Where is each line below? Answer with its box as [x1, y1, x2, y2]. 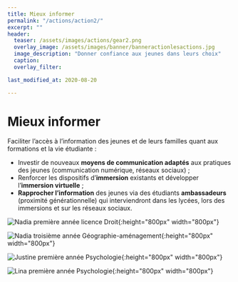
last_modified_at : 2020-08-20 [7, 76, 98, 84]
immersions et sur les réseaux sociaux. [17, 204, 133, 213]
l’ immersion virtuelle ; [17, 181, 84, 190]
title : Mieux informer [7, 10, 75, 18]
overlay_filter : [14, 64, 62, 71]
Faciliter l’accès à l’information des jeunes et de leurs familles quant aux [7, 137, 219, 146]
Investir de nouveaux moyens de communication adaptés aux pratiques [17, 158, 232, 167]
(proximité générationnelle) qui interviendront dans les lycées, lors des [17, 196, 225, 205]
